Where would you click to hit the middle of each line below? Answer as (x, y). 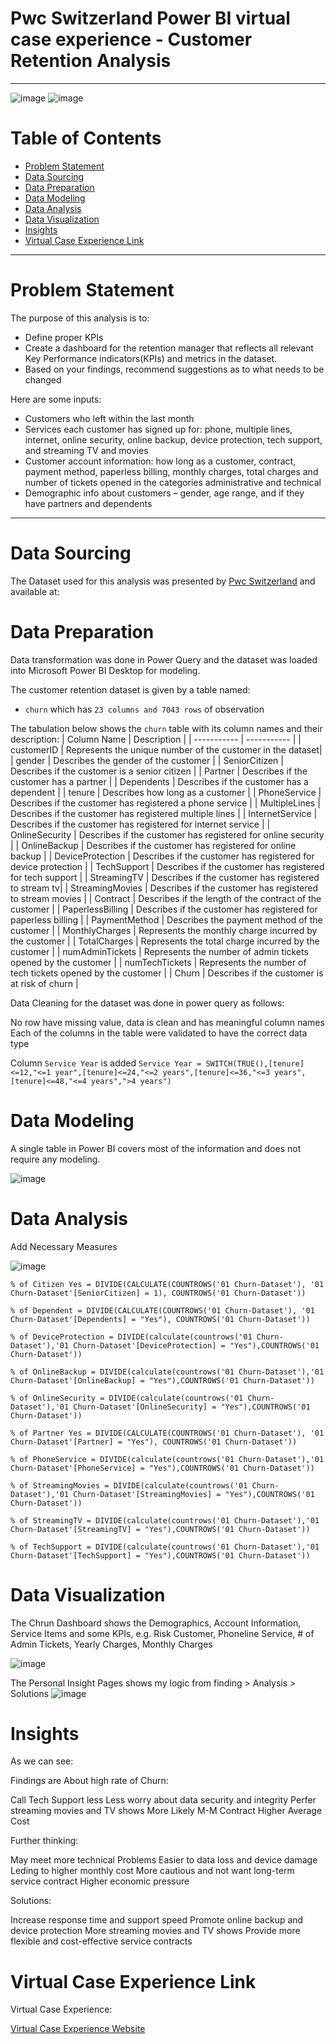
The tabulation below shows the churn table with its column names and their (166, 728)
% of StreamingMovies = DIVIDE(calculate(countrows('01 (129, 1485)
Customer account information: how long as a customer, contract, (160, 461)
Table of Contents (86, 138)
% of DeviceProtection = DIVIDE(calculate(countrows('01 (131, 1337)
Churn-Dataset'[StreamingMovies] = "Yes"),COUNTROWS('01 (194, 1494)
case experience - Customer (131, 39)
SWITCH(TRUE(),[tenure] (255, 1063)
